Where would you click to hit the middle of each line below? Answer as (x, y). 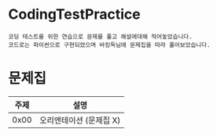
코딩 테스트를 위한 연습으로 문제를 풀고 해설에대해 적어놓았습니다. (100, 37)
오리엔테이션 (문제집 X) (80, 120)
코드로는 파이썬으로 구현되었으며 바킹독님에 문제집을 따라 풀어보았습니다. (109, 45)
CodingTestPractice (74, 14)
